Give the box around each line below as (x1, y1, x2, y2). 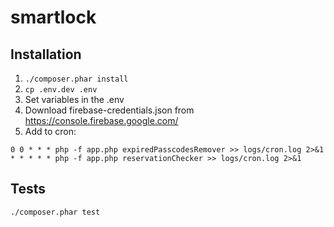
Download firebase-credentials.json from (24, 104, 195, 116)
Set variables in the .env (24, 94, 125, 105)
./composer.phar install (24, 74, 129, 84)
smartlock (10, 6, 97, 29)
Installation (10, 46, 82, 63)
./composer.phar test (10, 207, 101, 217)
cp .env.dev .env (24, 85, 98, 95)
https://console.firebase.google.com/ (24, 115, 179, 126)
